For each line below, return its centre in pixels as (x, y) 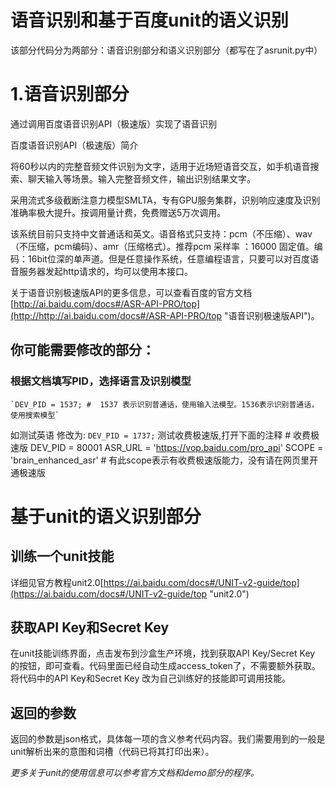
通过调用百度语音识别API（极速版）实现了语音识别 (114, 123)
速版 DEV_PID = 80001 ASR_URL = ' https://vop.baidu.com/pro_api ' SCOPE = (167, 447)
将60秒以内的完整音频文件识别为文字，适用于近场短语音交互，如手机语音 (160, 166)
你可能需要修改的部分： (82, 350)
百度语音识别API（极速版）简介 (74, 145)
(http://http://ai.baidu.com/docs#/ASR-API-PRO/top (116, 315)
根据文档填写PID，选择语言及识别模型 (101, 381)
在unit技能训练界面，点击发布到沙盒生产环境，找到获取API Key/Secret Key (163, 653)
